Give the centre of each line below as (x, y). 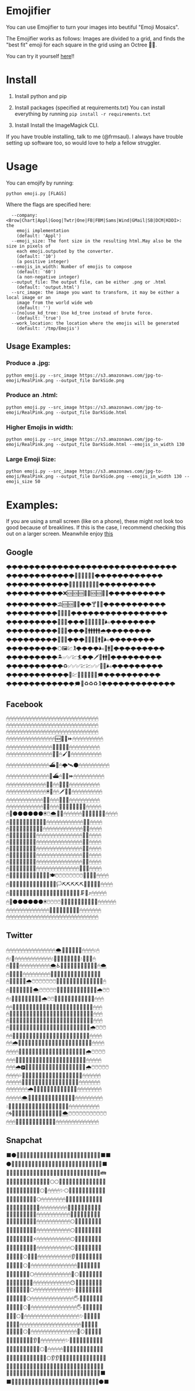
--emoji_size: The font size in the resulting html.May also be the (97, 241)
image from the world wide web (55, 303)
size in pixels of (28, 246)
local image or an (28, 297)
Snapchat (24, 1140)
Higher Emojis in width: (40, 427)
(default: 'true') (39, 318)
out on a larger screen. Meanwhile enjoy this (59, 534)
